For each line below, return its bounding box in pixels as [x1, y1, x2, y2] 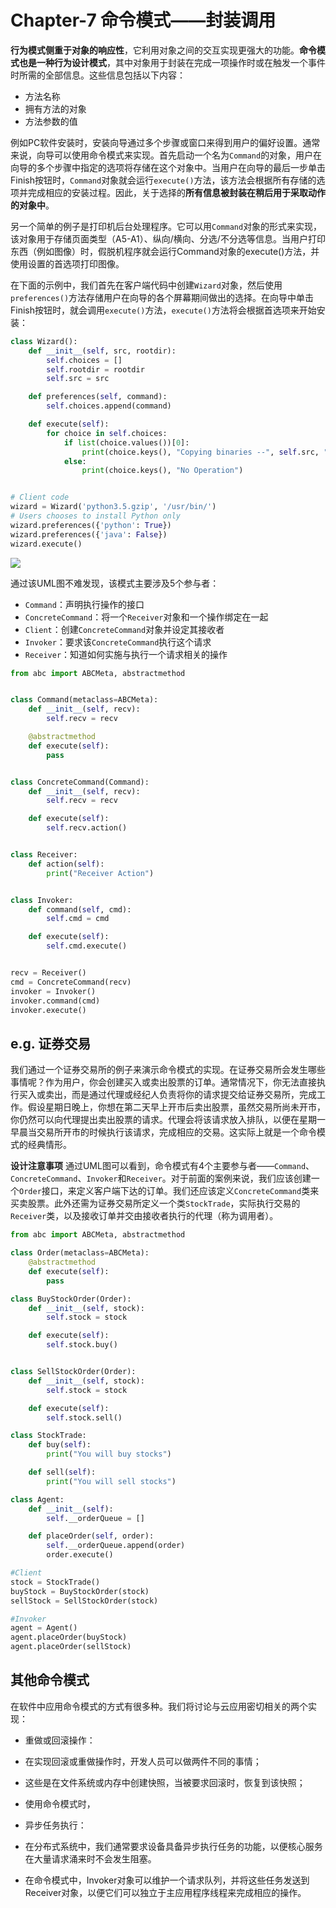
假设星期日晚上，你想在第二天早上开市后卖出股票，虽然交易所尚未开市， [27, 1101, 326, 1113]
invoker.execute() [10, 1005, 87, 1015]
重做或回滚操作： [24, 1734, 96, 1746]
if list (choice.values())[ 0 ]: [63, 437, 190, 448]
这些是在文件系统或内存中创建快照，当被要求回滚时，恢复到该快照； [24, 1776, 306, 1788]
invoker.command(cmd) [10, 996, 101, 1006]
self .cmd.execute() [46, 941, 128, 951]
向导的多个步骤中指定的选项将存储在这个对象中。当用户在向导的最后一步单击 [10, 161, 326, 173]
